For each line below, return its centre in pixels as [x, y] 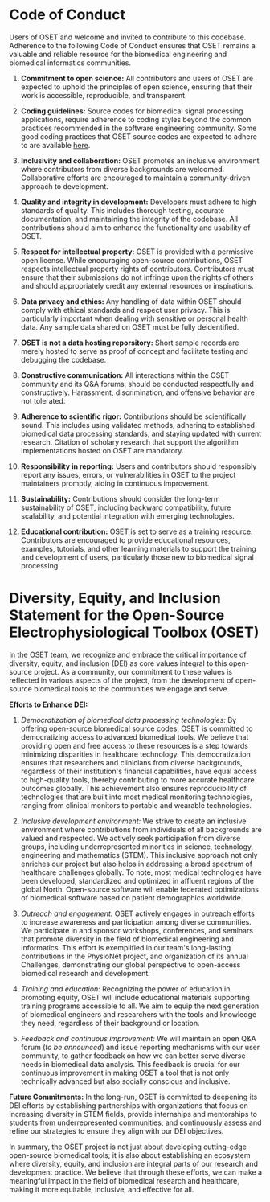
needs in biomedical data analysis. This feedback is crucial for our [130, 1064]
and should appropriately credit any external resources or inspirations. [137, 285]
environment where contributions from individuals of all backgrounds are [141, 829]
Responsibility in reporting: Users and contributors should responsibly [139, 466]
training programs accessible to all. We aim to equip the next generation [140, 1006]
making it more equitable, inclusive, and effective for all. [102, 1189]
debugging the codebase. [63, 359]
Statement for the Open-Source [117, 615]
